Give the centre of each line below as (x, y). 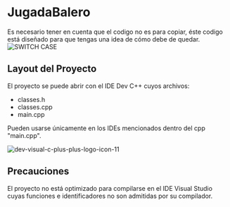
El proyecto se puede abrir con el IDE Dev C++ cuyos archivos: (98, 86)
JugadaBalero (49, 12)
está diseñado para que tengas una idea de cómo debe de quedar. (104, 39)
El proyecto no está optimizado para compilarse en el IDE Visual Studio (110, 188)
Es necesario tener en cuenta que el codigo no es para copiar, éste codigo (115, 32)
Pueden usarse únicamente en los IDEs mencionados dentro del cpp (106, 128)
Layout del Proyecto (52, 69)
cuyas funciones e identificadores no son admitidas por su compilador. (110, 196)
